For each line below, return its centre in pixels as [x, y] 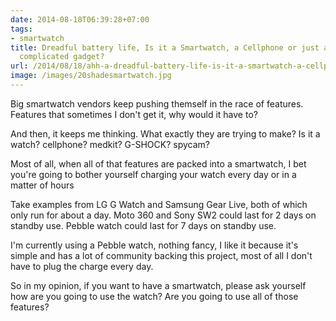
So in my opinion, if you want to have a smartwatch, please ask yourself [158, 285]
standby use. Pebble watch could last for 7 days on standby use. [143, 225]
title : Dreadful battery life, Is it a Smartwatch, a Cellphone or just [165, 47]
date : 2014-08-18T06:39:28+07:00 [80, 19]
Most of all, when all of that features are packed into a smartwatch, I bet [158, 163]
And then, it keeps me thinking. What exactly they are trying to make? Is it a [165, 133]
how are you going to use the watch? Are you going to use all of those [154, 296]
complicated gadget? [62, 57]
